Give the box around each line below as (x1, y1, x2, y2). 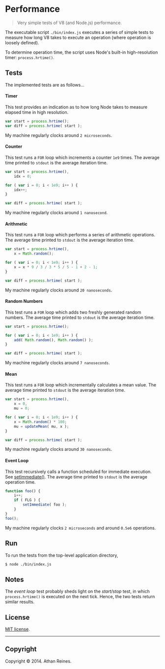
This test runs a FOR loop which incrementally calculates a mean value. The (5, 382, 156, 388)
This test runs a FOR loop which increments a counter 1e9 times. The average (5, 154, 160, 160)
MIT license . (5, 626, 30, 632)
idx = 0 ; (14, 174, 32, 179)
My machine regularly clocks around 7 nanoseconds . (5, 360, 110, 366)
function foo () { (5, 488, 41, 493)
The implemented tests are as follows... (5, 82, 84, 88)
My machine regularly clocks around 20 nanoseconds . (5, 287, 112, 293)
